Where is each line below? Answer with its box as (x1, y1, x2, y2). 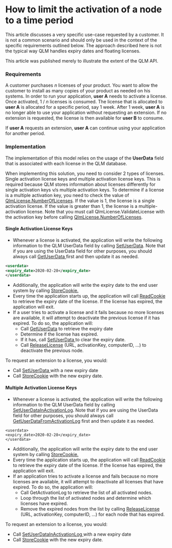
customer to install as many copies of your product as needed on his (5, 88, 150, 94)
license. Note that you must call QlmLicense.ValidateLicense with (27, 208, 165, 214)
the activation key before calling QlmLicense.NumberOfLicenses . (5, 214, 143, 220)
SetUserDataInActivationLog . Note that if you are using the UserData (12, 407, 158, 413)
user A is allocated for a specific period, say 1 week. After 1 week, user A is (5, 104, 165, 110)
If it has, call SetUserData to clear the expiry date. (20, 337, 126, 343)
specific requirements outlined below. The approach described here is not (5, 42, 162, 48)
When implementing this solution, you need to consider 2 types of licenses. (5, 170, 165, 177)
